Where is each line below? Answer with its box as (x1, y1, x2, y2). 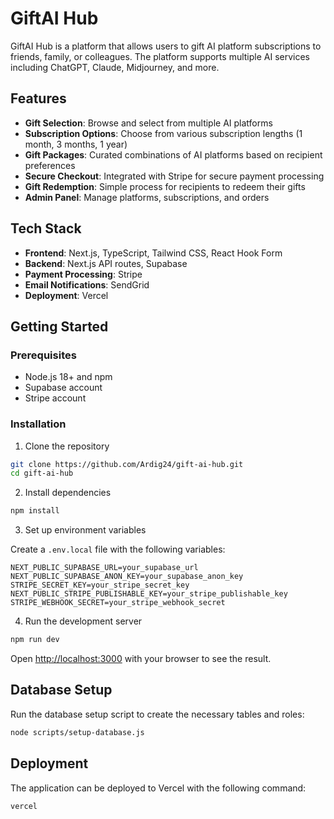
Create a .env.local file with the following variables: (10, 543, 226, 556)
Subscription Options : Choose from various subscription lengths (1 (24, 127, 303, 139)
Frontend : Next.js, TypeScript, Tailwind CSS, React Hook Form (24, 247, 283, 259)
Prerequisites (10, 348, 77, 362)
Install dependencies (24, 487, 112, 499)
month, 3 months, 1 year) (24, 138, 128, 150)
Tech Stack (10, 220, 82, 237)
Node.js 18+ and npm (24, 371, 113, 383)
